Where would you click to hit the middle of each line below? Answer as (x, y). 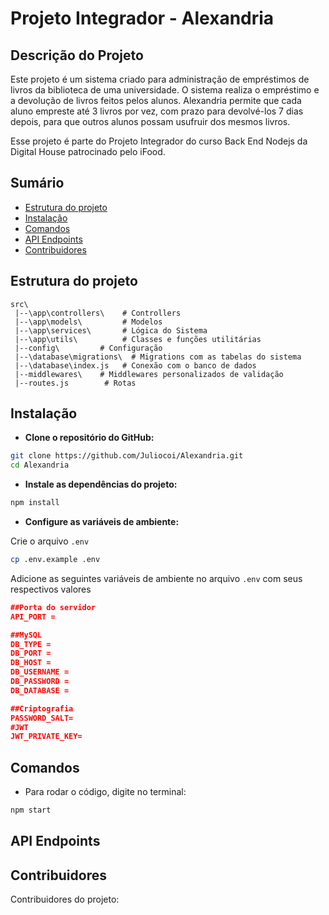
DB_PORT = (31, 653)
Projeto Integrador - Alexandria (142, 18)
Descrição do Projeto (77, 55)
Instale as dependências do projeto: (101, 484)
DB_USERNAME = (40, 672)
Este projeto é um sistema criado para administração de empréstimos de (160, 79)
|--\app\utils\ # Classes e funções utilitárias (138, 339)
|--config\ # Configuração (88, 348)
